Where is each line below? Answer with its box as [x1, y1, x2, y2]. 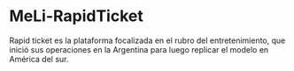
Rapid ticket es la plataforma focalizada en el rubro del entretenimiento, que [9, 35, 286, 46]
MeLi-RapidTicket [9, 6, 143, 26]
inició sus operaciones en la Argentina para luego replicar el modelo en [9, 44, 269, 54]
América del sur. [9, 53, 69, 64]
